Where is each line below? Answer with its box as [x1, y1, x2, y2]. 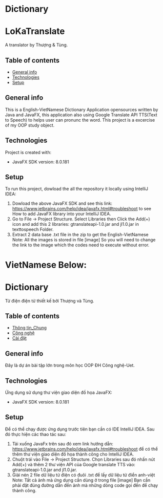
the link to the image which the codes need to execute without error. [12, 242, 150, 248]
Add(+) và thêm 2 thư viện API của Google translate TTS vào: [12, 461, 136, 467]
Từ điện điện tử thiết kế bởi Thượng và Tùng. [5, 298, 94, 303]
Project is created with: [5, 149, 52, 155]
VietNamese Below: [5, 259, 87, 270]
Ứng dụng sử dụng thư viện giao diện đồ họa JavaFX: [5, 390, 112, 395]
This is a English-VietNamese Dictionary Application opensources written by [5, 107, 159, 112]
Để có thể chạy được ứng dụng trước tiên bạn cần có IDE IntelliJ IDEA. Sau [5, 426, 155, 432]
